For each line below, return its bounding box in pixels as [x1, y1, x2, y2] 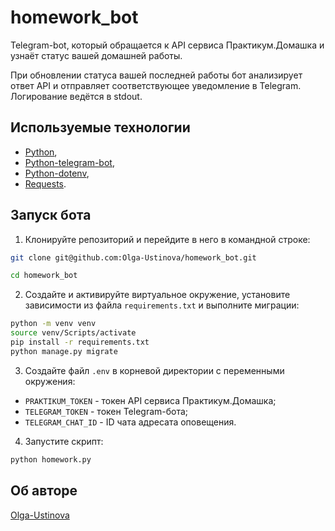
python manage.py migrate [10, 346, 118, 356]
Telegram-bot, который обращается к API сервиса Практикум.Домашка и [10, 39, 325, 51]
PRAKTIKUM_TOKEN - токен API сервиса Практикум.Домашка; [24, 394, 277, 406]
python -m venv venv [10, 319, 97, 329]
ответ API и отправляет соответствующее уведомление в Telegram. [10, 79, 302, 91]
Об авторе [10, 482, 78, 500]
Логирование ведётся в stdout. [10, 90, 143, 102]
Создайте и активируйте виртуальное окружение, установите [24, 289, 291, 301]
